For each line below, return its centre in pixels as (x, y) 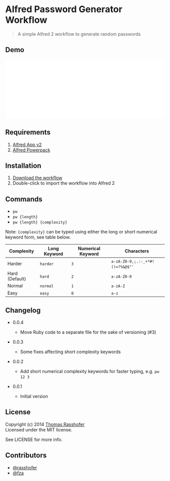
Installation (23, 165)
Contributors (26, 455)
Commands (24, 199)
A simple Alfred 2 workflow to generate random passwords (79, 34)
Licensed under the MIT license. (39, 429)
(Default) (17, 279)
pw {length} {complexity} (40, 223)
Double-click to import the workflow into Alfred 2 (63, 183)
